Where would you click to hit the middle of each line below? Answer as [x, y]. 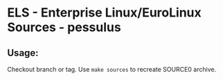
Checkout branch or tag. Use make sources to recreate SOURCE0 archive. [112, 69]
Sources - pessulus [64, 27]
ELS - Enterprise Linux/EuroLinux [105, 13]
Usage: [23, 53]
